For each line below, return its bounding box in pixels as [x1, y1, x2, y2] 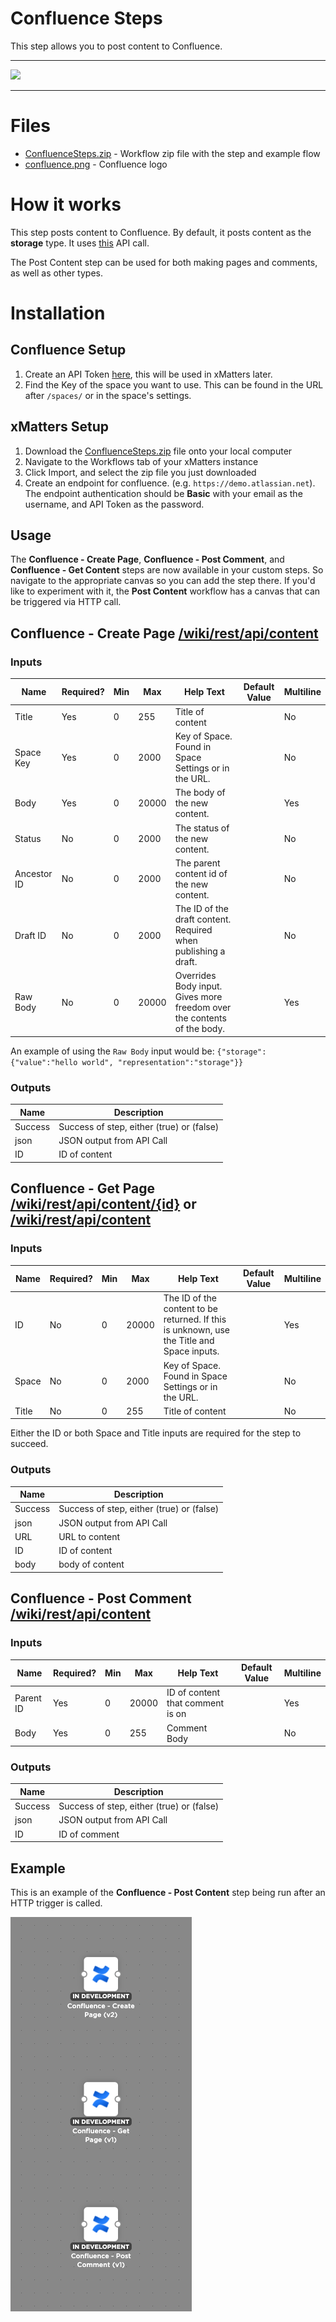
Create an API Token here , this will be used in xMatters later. [24, 368, 273, 380]
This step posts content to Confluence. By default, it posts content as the [10, 226, 312, 238]
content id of [174, 867, 228, 879]
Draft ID [14, 929, 47, 941]
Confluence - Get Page [10, 1180, 156, 1197]
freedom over [174, 1002, 232, 1014]
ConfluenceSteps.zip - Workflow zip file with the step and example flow [24, 147, 321, 159]
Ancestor [14, 867, 53, 879]
